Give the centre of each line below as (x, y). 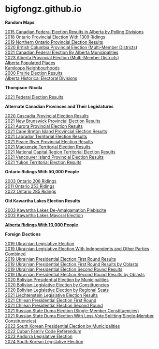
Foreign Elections (23, 234)
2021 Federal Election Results (34, 97)
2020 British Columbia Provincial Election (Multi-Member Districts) (71, 47)
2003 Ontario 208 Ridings (31, 181)
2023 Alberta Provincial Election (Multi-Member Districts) (62, 57)
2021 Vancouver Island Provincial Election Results (54, 157)
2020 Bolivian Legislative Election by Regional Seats (57, 290)
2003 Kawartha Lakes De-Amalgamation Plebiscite (56, 210)
